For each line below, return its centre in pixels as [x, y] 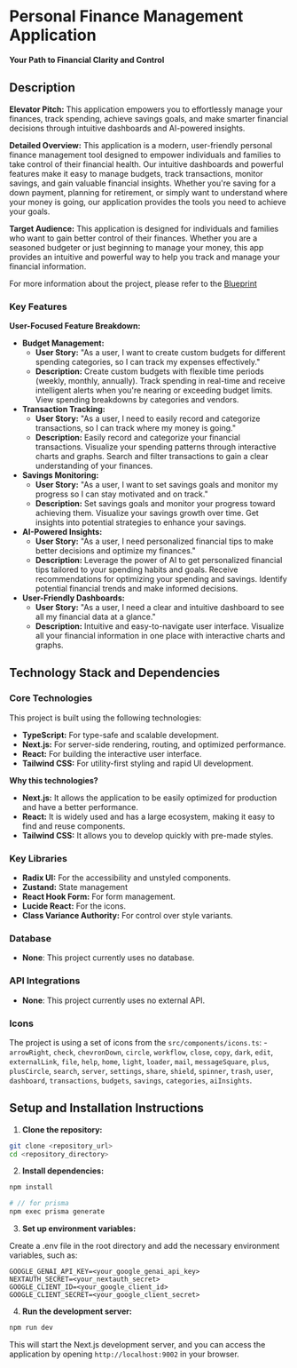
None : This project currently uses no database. [108, 958]
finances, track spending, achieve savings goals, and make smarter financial [149, 118]
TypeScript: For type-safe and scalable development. [120, 735]
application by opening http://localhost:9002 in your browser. [124, 1354]
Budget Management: [63, 343]
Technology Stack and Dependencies [115, 673]
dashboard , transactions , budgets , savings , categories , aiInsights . [131, 1080]
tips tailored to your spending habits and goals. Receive [137, 569]
